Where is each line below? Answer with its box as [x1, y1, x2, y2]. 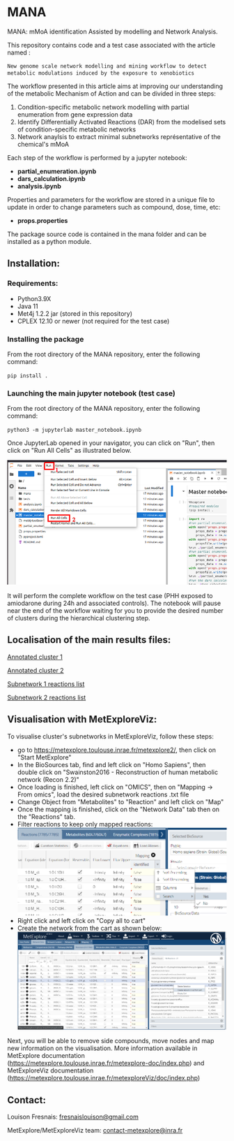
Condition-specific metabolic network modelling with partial [17, 103, 189, 111]
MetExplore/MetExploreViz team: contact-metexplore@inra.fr [7, 1126, 183, 1135]
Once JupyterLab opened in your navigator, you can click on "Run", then [7, 439, 215, 447]
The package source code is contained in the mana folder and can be [7, 230, 207, 238]
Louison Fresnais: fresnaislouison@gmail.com [7, 1112, 139, 1121]
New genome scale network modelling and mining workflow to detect [7, 62, 208, 70]
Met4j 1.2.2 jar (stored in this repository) [17, 309, 133, 318]
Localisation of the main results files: [7, 634, 171, 646]
